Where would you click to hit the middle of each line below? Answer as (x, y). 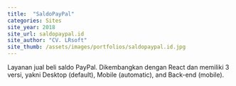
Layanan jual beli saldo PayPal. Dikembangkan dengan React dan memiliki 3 (118, 67)
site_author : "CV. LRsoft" (47, 41)
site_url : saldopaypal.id (45, 34)
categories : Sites (34, 21)
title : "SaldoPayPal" (41, 14)
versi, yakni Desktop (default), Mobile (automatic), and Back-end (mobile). (116, 75)
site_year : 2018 (31, 27)
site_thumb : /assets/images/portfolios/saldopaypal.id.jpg (97, 47)
